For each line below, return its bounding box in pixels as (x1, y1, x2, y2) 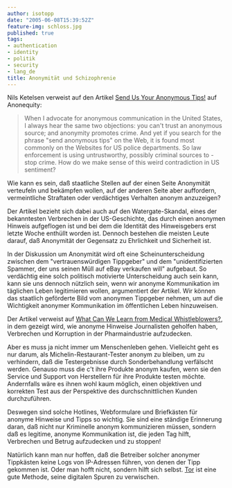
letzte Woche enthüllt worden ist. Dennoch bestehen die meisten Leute (7, 229, 210, 237)
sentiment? (24, 165, 57, 174)
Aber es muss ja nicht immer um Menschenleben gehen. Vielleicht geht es (7, 343, 220, 352)
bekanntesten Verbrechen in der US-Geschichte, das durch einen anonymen (7, 215, 226, 223)
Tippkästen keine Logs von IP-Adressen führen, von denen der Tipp (7, 458, 201, 467)
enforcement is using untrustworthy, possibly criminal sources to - (24, 151, 214, 159)
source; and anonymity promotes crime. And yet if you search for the (24, 129, 222, 137)
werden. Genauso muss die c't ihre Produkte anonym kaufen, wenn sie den (7, 365, 222, 374)
